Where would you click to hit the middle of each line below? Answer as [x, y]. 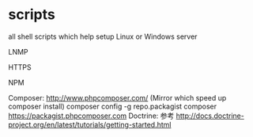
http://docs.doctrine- [210, 116]
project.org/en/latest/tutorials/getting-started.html [90, 124]
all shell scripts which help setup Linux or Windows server [103, 36]
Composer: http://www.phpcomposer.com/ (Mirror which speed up [117, 97]
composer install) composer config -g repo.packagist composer [113, 106]
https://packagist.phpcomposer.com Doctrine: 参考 [91, 116]
